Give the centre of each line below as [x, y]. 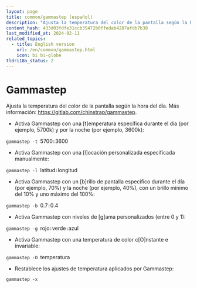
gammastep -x [22, 280]
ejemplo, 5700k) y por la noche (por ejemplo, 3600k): [79, 130]
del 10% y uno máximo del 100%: [55, 194]
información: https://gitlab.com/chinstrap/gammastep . [72, 112]
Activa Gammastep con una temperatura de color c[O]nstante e [91, 240]
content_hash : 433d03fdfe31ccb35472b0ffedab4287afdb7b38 [77, 28]
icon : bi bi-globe [39, 55]
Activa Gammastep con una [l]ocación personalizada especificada [95, 153]
